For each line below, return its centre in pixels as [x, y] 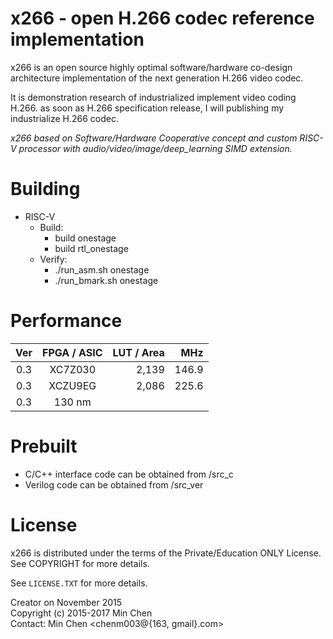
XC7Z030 [73, 369]
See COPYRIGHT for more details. [80, 563]
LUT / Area [138, 352]
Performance [66, 321]
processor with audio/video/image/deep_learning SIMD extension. [155, 148]
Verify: [53, 259]
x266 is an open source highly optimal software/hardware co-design [151, 67]
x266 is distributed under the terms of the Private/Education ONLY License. [166, 553]
